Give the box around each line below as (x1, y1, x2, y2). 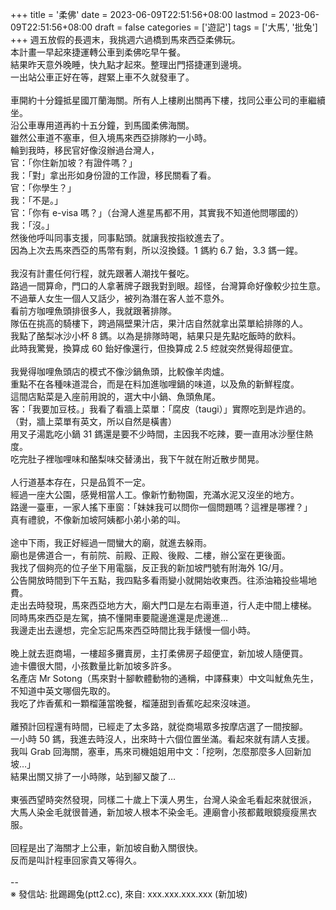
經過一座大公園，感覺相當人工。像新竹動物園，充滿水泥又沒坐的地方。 (10, 489, 300, 500)
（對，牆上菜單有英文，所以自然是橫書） (10, 416, 177, 427)
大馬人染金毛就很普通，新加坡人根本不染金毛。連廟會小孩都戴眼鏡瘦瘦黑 (10, 806, 308, 818)
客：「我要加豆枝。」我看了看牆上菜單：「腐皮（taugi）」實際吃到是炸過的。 (10, 403, 312, 415)
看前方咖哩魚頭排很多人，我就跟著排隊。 (10, 305, 177, 317)
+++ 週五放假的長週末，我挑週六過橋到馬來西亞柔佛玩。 (10, 34, 241, 45)
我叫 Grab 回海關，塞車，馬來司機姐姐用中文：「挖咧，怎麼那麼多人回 (10, 746, 295, 757)
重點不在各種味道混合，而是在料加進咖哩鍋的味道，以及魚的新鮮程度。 (10, 378, 300, 390)
